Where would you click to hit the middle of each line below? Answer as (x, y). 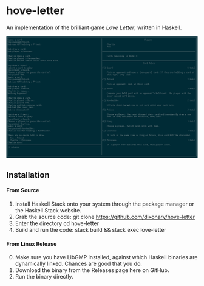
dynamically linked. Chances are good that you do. (79, 264)
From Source (23, 190)
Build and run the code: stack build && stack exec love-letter (91, 229)
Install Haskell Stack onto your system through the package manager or (104, 204)
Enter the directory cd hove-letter (57, 223)
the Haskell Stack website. (48, 210)
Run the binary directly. (44, 277)
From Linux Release (32, 243)
